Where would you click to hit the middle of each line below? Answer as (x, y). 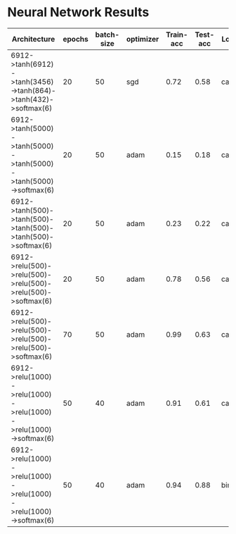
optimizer (143, 39)
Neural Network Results (78, 12)
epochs (76, 39)
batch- (107, 35)
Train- (177, 35)
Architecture (33, 39)
